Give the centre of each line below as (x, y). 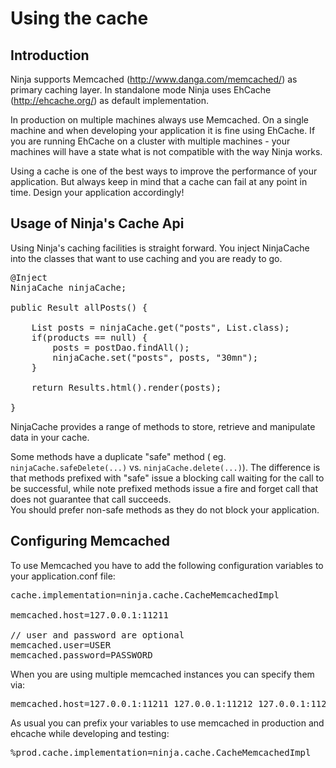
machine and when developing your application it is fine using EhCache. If (163, 130)
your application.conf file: (63, 576)
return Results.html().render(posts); (126, 387)
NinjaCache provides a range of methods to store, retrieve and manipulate (163, 426)
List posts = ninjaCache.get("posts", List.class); (160, 327)
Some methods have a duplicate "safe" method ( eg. (118, 456)
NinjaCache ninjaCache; (68, 287)
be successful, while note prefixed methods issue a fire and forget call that (164, 488)
